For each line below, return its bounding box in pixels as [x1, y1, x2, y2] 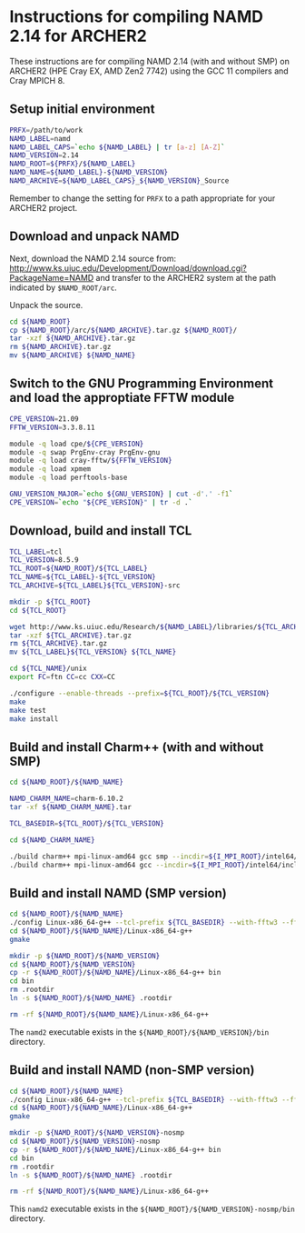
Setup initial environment [9, 102, 155, 117]
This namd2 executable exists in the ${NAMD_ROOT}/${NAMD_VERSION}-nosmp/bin [9, 1203, 295, 1215]
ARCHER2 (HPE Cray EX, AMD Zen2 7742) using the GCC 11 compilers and [9, 65, 289, 76]
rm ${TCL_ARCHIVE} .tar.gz [9, 639, 107, 648]
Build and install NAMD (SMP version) [9, 885, 227, 901]
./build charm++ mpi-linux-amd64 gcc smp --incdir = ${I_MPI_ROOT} [9, 852, 261, 861]
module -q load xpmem [9, 465, 92, 474]
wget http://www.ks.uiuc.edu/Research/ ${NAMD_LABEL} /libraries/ [9, 622, 258, 631]
